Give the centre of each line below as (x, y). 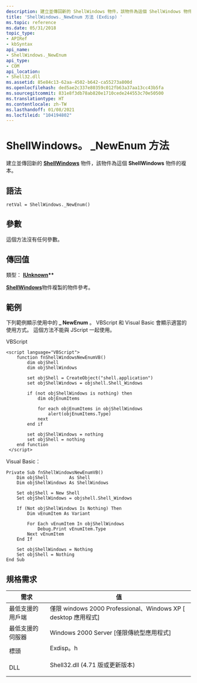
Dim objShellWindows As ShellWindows (63, 483)
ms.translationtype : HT (35, 98)
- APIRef (17, 39)
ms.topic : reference (31, 22)
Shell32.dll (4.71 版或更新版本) (92, 665)
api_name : (18, 50)
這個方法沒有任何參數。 (34, 239)
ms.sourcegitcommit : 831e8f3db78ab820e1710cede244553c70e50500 (85, 93)
